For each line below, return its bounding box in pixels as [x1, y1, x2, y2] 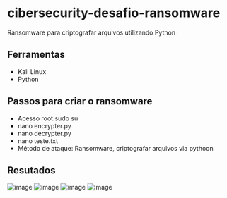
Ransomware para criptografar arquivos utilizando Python [7, 28, 175, 37]
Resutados [7, 164, 56, 176]
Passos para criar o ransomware [7, 95, 153, 107]
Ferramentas [7, 49, 65, 61]
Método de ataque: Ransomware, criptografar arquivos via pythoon [17, 144, 214, 152]
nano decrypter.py [17, 129, 72, 137]
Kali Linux [17, 67, 47, 75]
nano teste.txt [17, 136, 59, 145]
